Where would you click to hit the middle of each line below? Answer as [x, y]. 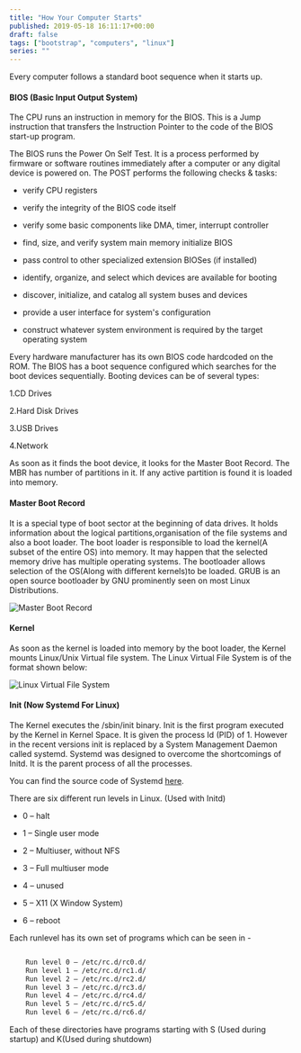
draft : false [34, 34]
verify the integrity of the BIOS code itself [99, 208]
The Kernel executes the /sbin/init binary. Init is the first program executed [147, 724]
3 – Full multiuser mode [66, 868]
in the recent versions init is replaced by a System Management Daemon [144, 744]
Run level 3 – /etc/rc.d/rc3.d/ [86, 987]
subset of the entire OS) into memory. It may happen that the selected [138, 552]
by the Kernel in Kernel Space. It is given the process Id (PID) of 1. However [148, 734]
